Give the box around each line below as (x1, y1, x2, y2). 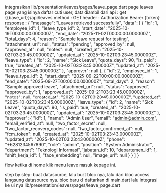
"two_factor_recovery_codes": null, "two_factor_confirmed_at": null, (5, 126, 144, 131)
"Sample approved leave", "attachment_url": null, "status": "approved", (5, 84, 150, 89)
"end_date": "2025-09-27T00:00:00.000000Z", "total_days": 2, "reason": (5, 78, 156, 84)
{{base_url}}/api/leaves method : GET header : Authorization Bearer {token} (5, 15, 160, 20)
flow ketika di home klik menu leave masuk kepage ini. (5, 162, 117, 168)
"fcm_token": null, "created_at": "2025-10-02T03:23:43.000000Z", (5, 131, 142, 137)
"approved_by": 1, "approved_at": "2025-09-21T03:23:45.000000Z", (5, 89, 146, 95)
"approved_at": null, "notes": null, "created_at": (5, 47, 101, 52)
